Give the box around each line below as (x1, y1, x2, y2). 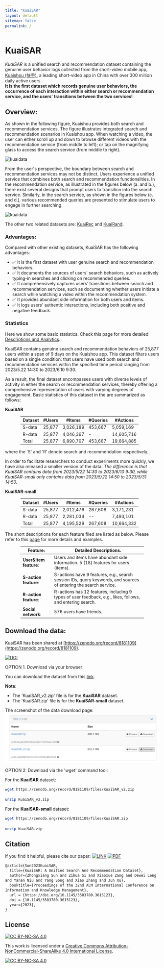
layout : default (5, 13, 38, 18)
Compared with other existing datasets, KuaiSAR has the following (5, 245, 139, 250)
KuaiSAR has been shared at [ (5, 640, 65, 645)
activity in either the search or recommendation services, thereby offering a (5, 381, 158, 387)
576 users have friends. (54, 609, 103, 615)
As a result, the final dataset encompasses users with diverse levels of (5, 376, 147, 382)
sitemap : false (5, 18, 36, 23)
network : (23, 611, 42, 617)
